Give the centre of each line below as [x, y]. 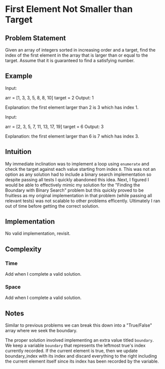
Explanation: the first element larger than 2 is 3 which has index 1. [72, 107]
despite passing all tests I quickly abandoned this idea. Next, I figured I [77, 179]
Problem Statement [36, 38]
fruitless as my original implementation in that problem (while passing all [79, 195]
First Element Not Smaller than [69, 9]
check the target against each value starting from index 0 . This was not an [81, 169]
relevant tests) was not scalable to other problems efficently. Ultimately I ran [83, 201]
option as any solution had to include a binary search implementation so [78, 174]
